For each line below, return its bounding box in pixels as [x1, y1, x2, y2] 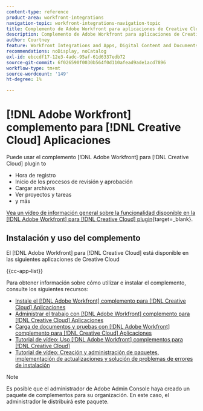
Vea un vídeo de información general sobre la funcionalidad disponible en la [6, 209, 196, 217]
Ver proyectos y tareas [14, 191, 72, 199]
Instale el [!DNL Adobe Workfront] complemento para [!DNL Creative [14, 297, 186, 304]
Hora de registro [14, 172, 56, 179]
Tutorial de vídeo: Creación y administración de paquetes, [14, 349, 159, 356]
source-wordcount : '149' [6, 71, 69, 77]
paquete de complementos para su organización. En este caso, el [6, 391, 169, 398]
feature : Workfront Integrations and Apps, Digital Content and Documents [6, 43, 199, 49]
